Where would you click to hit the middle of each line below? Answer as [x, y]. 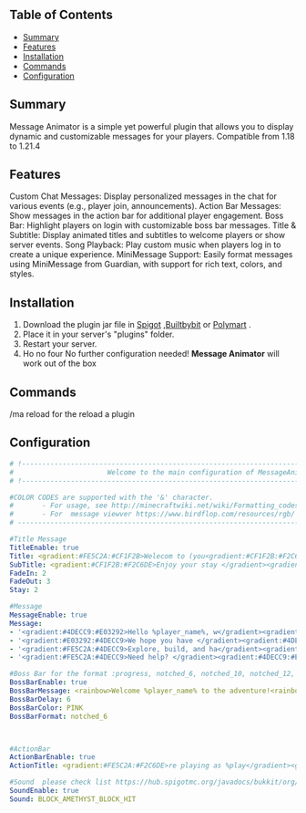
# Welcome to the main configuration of [132, 472]
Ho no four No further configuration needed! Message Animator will [151, 354]
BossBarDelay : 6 [40, 699]
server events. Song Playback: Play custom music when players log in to [145, 245]
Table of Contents [61, 15]
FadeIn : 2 [28, 573]
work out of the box [60, 363]
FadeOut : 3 [30, 582]
